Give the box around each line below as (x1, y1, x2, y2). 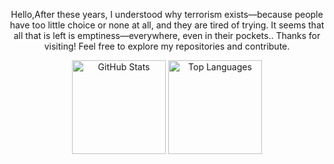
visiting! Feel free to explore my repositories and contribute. (43, 40, 291, 52)
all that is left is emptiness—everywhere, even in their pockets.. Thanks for (13, 30, 321, 41)
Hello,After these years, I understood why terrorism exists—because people (10, 9, 324, 20)
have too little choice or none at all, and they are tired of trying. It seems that (9, 19, 325, 31)
